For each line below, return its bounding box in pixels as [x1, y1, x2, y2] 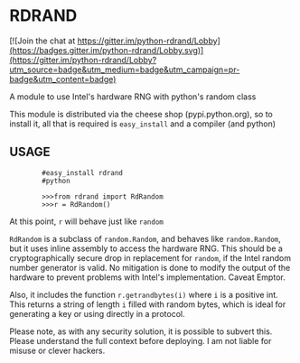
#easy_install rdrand [42, 168, 124, 177]
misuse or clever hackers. [9, 345, 106, 356]
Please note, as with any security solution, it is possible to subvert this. [9, 326, 273, 337]
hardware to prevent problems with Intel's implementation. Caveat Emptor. [9, 272, 286, 283]
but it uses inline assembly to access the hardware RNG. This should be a [9, 243, 283, 254]
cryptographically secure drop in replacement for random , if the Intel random [9, 252, 292, 263]
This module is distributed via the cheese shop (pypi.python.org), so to [9, 108, 273, 119]
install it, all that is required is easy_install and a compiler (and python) [9, 118, 277, 129]
